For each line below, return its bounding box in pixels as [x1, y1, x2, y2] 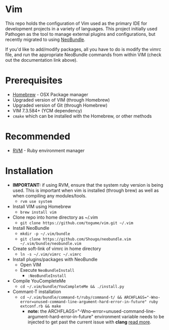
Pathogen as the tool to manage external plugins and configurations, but [5, 31, 155, 37]
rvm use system [20, 199, 52, 204]
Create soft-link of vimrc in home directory [12, 245, 101, 252]
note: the [27, 308, 47, 314]
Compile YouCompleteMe [12, 277, 66, 284]
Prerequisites [5, 75, 63, 87]
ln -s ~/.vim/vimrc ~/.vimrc [20, 252, 82, 257]
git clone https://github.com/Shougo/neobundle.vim [20, 236, 131, 241]
